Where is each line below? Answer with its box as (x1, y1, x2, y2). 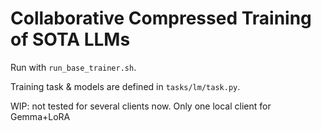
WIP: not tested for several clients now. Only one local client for (10, 100, 272, 112)
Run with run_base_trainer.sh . (10, 61, 137, 73)
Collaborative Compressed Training (10, 7, 312, 30)
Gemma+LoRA (10, 110, 71, 122)
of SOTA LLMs (10, 28, 131, 51)
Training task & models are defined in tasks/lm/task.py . (10, 80, 241, 92)
